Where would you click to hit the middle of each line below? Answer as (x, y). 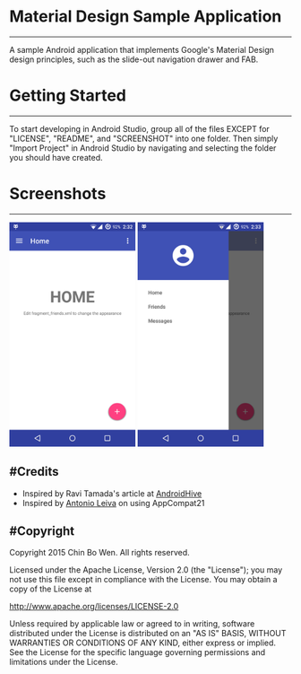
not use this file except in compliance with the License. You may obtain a (143, 580)
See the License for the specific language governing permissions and (138, 652)
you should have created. (56, 157)
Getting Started (68, 96)
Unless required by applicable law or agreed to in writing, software (132, 624)
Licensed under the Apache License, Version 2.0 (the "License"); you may (146, 570)
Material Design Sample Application (146, 17)
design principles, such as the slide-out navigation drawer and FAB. (134, 59)
